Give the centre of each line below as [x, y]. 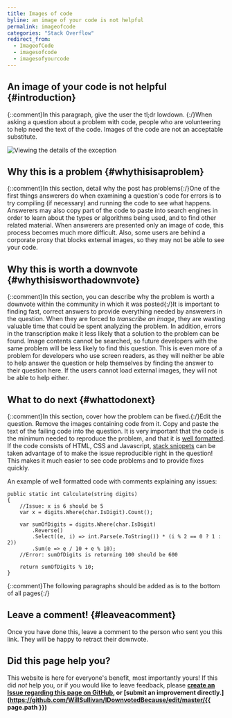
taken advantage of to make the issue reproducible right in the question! [110, 453]
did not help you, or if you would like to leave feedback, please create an [111, 685]
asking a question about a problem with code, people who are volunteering [114, 121]
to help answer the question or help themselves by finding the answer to [110, 363]
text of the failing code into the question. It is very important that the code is [116, 431]
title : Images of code [40, 14]
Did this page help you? [59, 661]
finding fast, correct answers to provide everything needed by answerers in [115, 311]
